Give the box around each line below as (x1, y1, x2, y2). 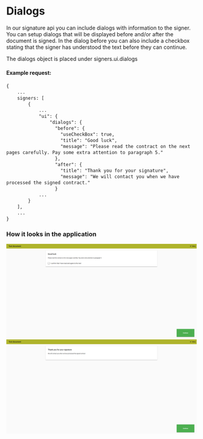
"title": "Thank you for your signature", (60, 168, 169, 174)
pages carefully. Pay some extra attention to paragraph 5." (6, 150, 164, 156)
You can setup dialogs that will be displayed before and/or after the (6, 30, 174, 37)
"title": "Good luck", (60, 138, 118, 144)
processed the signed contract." (6, 180, 91, 186)
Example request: (6, 69, 51, 76)
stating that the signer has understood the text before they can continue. (6, 43, 187, 51)
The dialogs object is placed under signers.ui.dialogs (6, 55, 138, 62)
